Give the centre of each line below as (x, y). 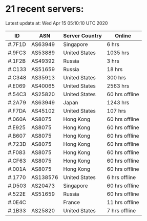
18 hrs (115, 69)
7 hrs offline (121, 210)
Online (123, 35)
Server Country (83, 35)
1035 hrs (118, 53)
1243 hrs (118, 102)
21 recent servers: (45, 9)
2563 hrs (118, 86)
